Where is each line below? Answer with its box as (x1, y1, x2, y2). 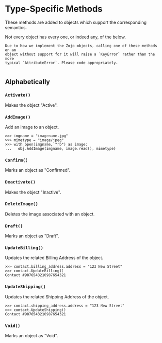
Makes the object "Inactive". (5, 189, 62, 195)
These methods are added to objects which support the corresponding (5, 19, 147, 25)
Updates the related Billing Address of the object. (5, 255, 103, 261)
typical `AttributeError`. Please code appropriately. (5, 60, 118, 65)
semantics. (5, 24, 27, 30)
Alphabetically (5, 78, 50, 86)
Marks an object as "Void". (5, 333, 58, 338)
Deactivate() (5, 180, 36, 185)
